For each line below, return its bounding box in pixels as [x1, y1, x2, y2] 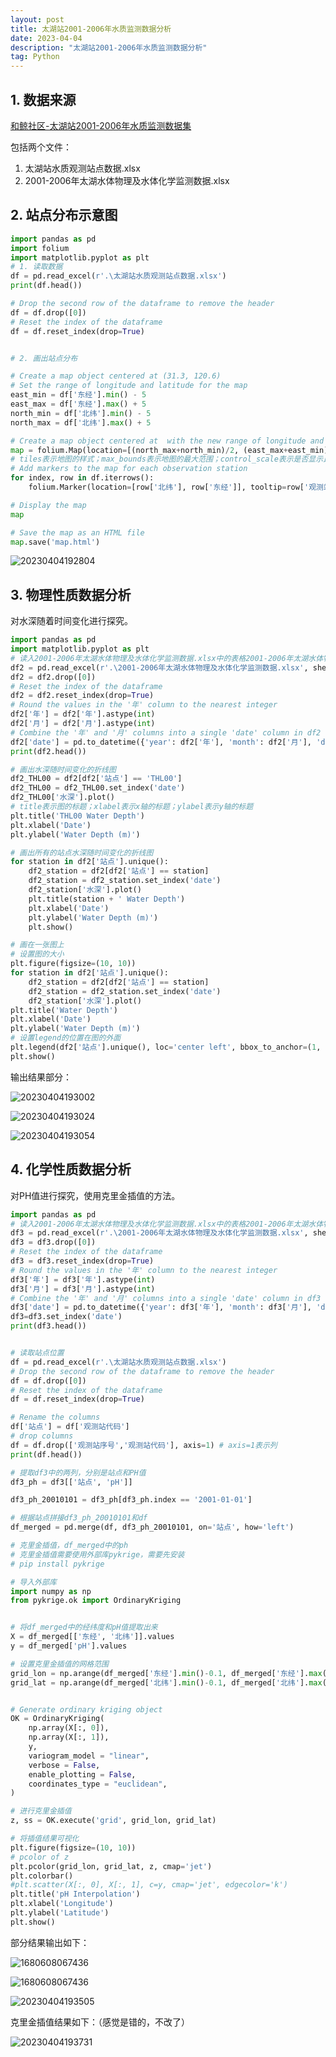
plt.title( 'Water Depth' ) [10, 1005, 118, 1015]
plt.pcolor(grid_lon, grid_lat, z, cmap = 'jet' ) [10, 1861, 213, 1871]
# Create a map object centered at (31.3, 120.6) [10, 371, 222, 381]
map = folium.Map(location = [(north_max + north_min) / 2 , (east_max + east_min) [10, 445, 329, 455]
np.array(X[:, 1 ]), [28, 1732, 110, 1743]
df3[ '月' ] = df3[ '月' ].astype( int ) [10, 1284, 156, 1294]
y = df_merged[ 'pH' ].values [10, 1641, 128, 1651]
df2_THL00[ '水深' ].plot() [10, 792, 115, 803]
